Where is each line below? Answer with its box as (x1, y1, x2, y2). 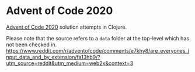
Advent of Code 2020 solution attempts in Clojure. (6, 23, 127, 30)
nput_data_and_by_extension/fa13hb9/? (6, 53, 100, 60)
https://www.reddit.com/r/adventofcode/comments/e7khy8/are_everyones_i (6, 47, 190, 54)
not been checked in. (6, 41, 57, 48)
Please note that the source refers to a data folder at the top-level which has (6, 35, 190, 42)
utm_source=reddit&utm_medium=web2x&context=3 (6, 60, 134, 67)
